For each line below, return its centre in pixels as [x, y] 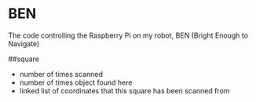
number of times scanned [61, 74]
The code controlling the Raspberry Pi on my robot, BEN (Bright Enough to [128, 35]
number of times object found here [76, 82]
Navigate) [24, 43]
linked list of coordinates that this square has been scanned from [124, 90]
